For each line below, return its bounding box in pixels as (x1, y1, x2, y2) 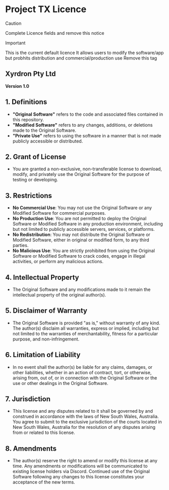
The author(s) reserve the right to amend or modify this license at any (12, 458, 157, 464)
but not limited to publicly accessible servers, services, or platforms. (12, 226, 155, 232)
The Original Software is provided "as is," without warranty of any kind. (12, 320, 160, 326)
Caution (5, 20, 22, 26)
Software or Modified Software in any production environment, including (12, 221, 163, 227)
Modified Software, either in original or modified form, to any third (12, 237, 150, 243)
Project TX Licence (5, 4, 87, 15)
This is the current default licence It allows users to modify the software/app (5, 50, 164, 56)
